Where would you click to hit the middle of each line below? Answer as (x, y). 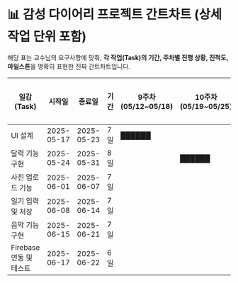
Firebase (25, 247)
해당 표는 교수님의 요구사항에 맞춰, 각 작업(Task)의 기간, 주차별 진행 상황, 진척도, (118, 57)
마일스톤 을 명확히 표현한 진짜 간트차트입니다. (69, 66)
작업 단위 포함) (47, 37)
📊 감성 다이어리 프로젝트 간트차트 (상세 (114, 15)
